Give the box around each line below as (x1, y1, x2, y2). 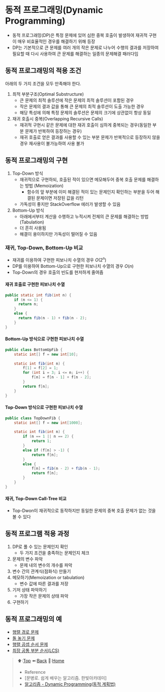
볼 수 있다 (12, 513, 31, 519)
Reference (24, 669, 46, 675)
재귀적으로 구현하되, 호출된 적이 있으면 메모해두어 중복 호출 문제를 (19, 176, 146, 182)
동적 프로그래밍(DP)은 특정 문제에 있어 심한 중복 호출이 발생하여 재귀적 (12, 32, 148, 38)
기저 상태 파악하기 (12, 586, 47, 592)
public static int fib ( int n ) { (5, 292, 71, 297)
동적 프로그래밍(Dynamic (5, 4, 103, 16)
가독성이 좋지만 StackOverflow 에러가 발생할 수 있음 (19, 201, 121, 207)
